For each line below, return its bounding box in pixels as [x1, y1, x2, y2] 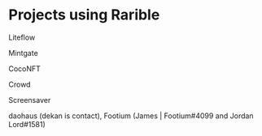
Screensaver [8, 95, 51, 104]
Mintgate [8, 48, 38, 57]
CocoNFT [8, 63, 41, 74]
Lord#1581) [8, 119, 46, 129]
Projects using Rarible [8, 6, 160, 24]
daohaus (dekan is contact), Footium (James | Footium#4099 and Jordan [8, 111, 254, 121]
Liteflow [8, 32, 36, 42]
